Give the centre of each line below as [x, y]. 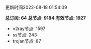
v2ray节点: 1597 [29, 28]
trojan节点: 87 [27, 41]
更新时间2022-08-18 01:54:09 [36, 7]
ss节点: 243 [25, 35]
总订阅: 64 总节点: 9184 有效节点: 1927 [46, 18]
